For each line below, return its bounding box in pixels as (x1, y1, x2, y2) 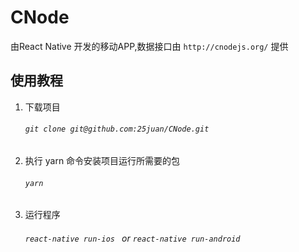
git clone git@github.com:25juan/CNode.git (24, 124, 210, 135)
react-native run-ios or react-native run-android (24, 232, 241, 244)
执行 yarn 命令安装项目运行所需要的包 (24, 154, 181, 166)
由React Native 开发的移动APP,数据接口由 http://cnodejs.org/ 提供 (10, 40, 289, 52)
